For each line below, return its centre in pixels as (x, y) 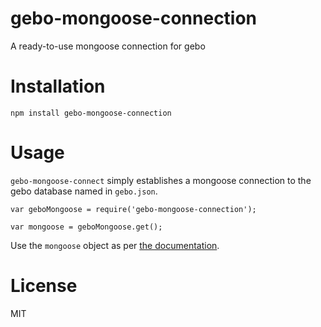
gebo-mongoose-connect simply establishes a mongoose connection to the (161, 180)
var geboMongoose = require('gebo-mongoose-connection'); (133, 209)
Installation (58, 86)
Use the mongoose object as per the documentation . (115, 245)
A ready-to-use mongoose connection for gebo (108, 46)
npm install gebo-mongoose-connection (91, 113)
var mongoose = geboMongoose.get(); (86, 227)
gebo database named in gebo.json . (84, 191)
